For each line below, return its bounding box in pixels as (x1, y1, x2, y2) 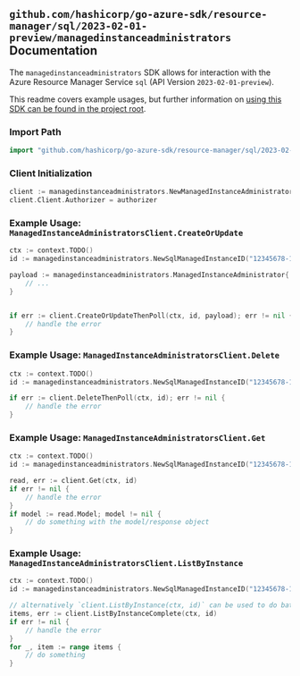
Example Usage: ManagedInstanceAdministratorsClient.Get (9, 431, 266, 444)
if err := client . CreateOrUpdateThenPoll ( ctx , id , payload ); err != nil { (9, 311, 294, 320)
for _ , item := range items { (9, 642, 122, 652)
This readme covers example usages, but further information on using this (9, 94, 282, 105)
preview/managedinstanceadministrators (9, 31, 232, 45)
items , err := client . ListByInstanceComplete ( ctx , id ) (9, 609, 218, 619)
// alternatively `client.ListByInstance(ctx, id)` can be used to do (9, 601, 278, 610)
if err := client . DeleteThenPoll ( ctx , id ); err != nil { (9, 393, 226, 402)
